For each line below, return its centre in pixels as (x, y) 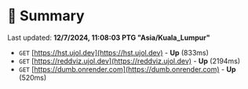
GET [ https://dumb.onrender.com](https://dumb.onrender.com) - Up (127, 69)
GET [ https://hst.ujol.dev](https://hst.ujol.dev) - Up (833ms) (114, 52)
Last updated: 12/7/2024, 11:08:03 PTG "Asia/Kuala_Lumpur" (109, 37)
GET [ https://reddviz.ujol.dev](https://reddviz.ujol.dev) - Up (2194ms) (129, 61)
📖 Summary (46, 16)
